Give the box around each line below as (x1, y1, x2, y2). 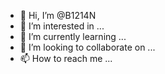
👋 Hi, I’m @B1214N (19, 10, 97, 21)
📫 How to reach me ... (19, 53, 113, 64)
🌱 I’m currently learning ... (19, 31, 127, 42)
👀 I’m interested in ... (19, 20, 105, 32)
